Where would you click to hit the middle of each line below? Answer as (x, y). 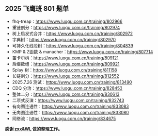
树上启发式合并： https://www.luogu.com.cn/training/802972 (72, 34)
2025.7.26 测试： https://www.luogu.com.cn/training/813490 (72, 82)
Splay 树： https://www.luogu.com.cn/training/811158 (64, 70)
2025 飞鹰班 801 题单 (37, 9)
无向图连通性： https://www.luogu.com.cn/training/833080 (71, 112)
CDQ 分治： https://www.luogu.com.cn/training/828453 (67, 88)
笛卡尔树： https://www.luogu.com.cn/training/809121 (65, 58)
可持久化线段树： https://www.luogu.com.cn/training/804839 (72, 46)
